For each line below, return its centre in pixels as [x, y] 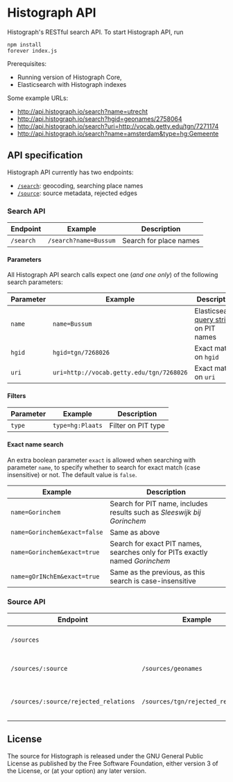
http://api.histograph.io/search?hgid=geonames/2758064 [100, 119]
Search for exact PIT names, [156, 543]
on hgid [207, 357]
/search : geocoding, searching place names [80, 185]
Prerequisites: [27, 63]
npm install [24, 44]
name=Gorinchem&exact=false [57, 532]
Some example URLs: [38, 98]
